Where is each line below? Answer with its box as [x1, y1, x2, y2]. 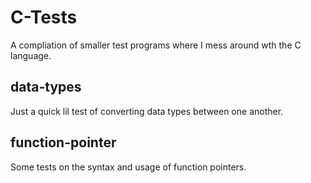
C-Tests [10, 6, 78, 29]
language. [10, 49, 52, 61]
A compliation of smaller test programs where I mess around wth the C [10, 39, 302, 51]
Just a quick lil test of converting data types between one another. [10, 105, 284, 117]
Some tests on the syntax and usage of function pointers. [10, 161, 247, 173]
